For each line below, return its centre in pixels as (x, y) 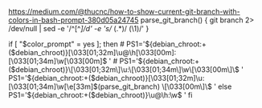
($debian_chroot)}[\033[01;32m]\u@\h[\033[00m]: (92, 52)
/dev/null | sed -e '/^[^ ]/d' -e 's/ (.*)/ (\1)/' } (79, 28)
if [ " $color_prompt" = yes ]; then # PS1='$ (79, 44)
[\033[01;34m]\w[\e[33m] (51, 86)
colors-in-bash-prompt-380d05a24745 (74, 20)
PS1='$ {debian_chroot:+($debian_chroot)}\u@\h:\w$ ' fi (100, 95)
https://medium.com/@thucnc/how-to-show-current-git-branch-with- (125, 12)
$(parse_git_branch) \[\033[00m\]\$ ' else (162, 86)
